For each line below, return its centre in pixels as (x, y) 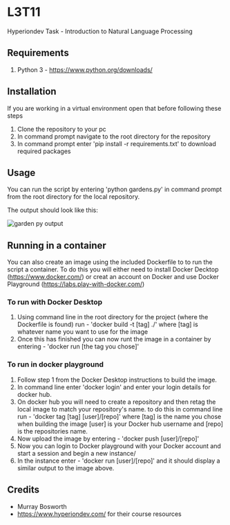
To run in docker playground (56, 364)
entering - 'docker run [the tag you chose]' (78, 346)
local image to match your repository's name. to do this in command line (120, 409)
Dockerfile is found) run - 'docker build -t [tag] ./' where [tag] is (107, 324)
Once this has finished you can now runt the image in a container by (114, 339)
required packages (44, 151)
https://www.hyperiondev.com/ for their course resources (99, 514)
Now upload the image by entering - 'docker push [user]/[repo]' (108, 438)
